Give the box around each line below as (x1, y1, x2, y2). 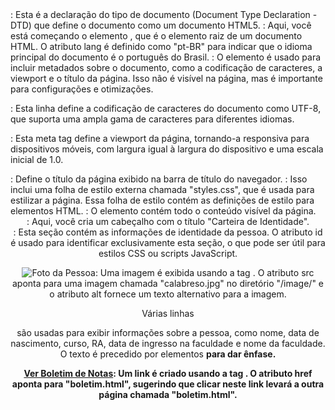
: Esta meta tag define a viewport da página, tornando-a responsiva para (10, 133, 310, 144)
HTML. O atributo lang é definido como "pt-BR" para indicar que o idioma (10, 41, 313, 52)
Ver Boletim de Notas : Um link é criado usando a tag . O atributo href (23, 368, 313, 379)
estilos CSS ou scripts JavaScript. (98, 248, 238, 259)
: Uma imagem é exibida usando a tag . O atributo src (94, 267, 315, 278)
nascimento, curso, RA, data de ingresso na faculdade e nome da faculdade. (10, 338, 326, 349)
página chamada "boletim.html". (98, 389, 238, 400)
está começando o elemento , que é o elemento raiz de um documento (10, 30, 303, 42)
